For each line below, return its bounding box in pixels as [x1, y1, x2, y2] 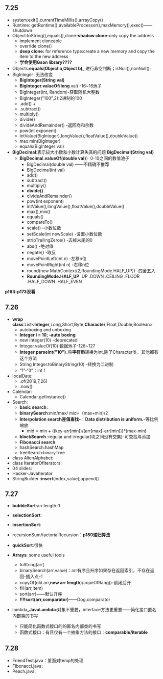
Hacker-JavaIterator [12, 470, 53, 476]
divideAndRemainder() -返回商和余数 [19, 122, 94, 128]
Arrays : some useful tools [12, 552, 65, 558]
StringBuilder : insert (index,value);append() [12, 475, 99, 481]
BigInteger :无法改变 [12, 71, 53, 78]
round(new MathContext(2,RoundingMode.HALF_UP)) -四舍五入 [26, 267, 156, 274]
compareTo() [26, 219, 53, 225]
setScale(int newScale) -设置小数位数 [26, 231, 102, 237]
